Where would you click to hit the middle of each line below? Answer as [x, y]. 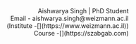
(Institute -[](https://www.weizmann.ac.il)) [68, 26]
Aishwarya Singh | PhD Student [83, 11]
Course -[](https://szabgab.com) [81, 33]
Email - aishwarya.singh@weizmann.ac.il [69, 18]
